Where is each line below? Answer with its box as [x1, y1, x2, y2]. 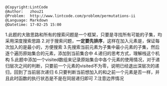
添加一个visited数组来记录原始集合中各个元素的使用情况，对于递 [27, 56, 160, 62]
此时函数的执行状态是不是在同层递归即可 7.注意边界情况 [9, 75, 124, 81]
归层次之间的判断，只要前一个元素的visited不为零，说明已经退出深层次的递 [5, 63, 159, 68]
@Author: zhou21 [5, 9, 44, 14]
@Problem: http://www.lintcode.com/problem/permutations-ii [5, 13, 136, 18]
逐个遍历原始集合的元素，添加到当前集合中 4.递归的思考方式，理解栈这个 [5, 50, 155, 56]
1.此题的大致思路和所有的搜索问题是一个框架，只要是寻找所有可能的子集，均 [5, 31, 162, 37]
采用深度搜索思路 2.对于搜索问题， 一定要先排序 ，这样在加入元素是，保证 [5, 38, 155, 43]
